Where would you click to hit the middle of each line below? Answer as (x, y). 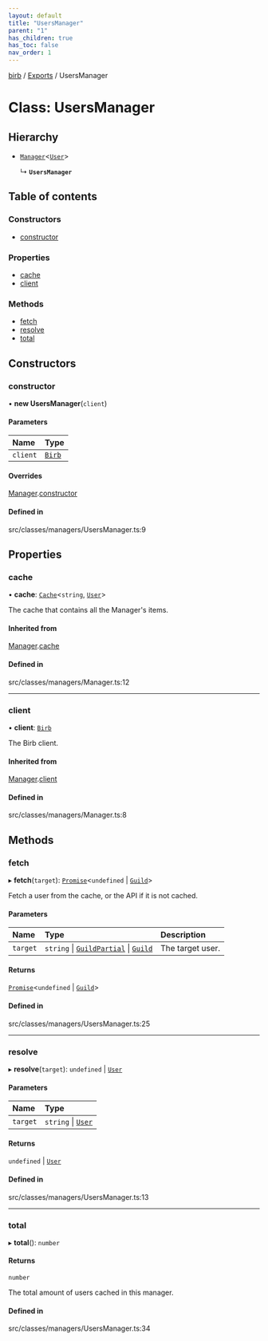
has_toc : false (33, 45)
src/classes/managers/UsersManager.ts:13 (79, 1197)
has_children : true (41, 38)
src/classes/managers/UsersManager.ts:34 (79, 1328)
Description (183, 935)
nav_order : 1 (30, 53)
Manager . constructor (43, 493)
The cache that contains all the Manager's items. (89, 610)
